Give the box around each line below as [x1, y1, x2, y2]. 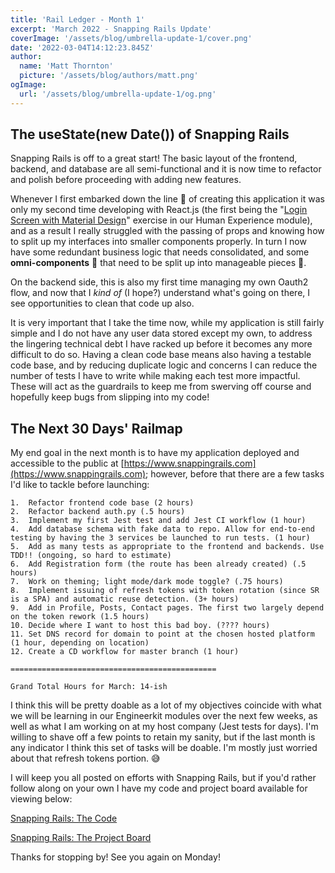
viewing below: [10, 793, 73, 805]
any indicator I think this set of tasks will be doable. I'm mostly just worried [10, 742, 318, 754]
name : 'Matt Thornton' [19, 61, 114, 71]
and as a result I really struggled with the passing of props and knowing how [10, 225, 325, 237]
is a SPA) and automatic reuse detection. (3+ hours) [10, 594, 240, 605]
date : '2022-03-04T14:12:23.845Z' [10, 42, 155, 53]
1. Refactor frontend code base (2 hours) [10, 498, 195, 508]
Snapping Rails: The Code [10, 812, 118, 825]
